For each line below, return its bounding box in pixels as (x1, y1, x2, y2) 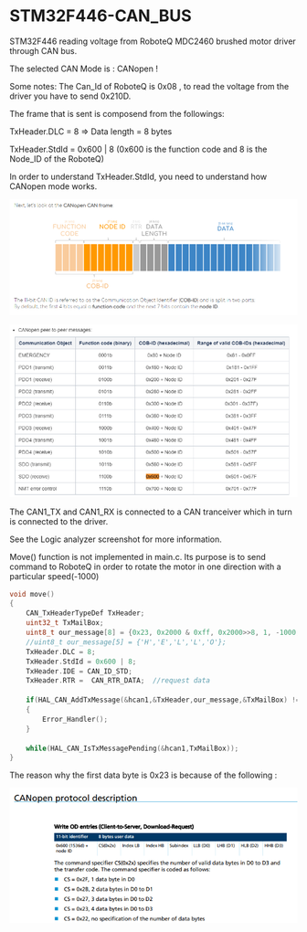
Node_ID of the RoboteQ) (9, 153, 105, 164)
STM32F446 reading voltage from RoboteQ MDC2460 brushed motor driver (9, 36, 297, 47)
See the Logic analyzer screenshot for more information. (9, 534, 222, 545)
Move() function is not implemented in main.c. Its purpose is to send (9, 551, 267, 562)
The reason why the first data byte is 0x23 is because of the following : (9, 769, 278, 781)
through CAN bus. (9, 45, 78, 56)
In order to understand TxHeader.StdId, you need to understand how (9, 171, 268, 182)
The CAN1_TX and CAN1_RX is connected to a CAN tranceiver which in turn (9, 506, 292, 517)
